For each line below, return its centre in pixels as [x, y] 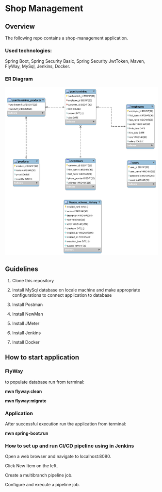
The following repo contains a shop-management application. [66, 38]
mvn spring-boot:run [27, 433]
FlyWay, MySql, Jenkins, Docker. [38, 67]
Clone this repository [33, 280]
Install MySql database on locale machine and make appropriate [76, 290]
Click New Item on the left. [32, 466]
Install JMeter [26, 323]
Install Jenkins [26, 333]
